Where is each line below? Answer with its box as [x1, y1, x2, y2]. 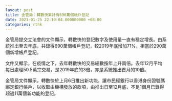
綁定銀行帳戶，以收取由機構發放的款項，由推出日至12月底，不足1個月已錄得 [5, 84, 164, 90]
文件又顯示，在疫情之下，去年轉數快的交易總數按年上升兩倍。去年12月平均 [5, 60, 163, 67]
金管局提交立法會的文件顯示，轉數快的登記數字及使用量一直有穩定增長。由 [5, 36, 162, 43]
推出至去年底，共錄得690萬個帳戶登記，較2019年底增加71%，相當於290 [9, 43, 162, 49]
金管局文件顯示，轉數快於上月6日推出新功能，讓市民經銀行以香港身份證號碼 [5, 77, 165, 84]
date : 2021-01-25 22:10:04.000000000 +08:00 [5, 17, 102, 22]
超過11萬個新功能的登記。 [5, 90, 59, 96]
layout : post [5, 7, 33, 13]
